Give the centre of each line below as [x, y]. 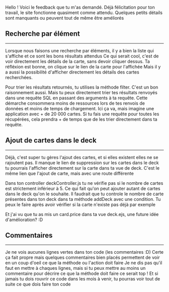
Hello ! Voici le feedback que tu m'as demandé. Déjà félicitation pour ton [80, 7]
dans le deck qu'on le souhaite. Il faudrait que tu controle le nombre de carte [84, 194]
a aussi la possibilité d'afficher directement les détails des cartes [72, 72]
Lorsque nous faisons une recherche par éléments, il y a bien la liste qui [80, 50]
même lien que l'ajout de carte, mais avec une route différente [70, 173]
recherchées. [19, 77]
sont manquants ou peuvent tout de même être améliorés [65, 18]
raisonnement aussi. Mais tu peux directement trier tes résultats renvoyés [81, 92]
